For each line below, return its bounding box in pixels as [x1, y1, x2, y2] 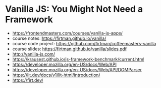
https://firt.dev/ [12, 77, 44, 83]
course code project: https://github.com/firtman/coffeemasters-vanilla [12, 40, 156, 46]
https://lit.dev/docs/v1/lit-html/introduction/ [12, 72, 101, 78]
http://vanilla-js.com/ [12, 51, 55, 57]
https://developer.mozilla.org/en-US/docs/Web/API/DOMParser [12, 66, 142, 72]
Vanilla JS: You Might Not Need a [5, 3, 143, 15]
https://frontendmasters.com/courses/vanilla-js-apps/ [12, 30, 123, 36]
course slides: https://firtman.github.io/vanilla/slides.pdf [12, 46, 127, 52]
